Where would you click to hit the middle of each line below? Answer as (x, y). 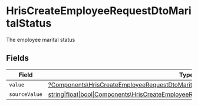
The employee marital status (41, 39)
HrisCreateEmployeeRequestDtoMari (99, 11)
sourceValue (26, 94)
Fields (18, 58)
